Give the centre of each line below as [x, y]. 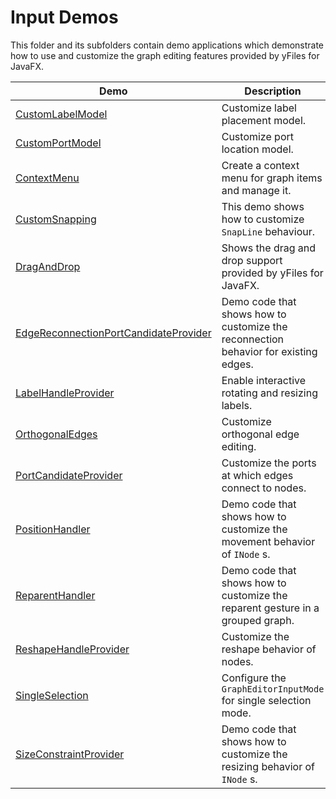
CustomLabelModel [61, 114]
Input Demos [64, 17]
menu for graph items [272, 178]
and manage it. [256, 190]
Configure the [254, 678]
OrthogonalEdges [56, 434]
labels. [237, 405]
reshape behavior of [269, 649]
